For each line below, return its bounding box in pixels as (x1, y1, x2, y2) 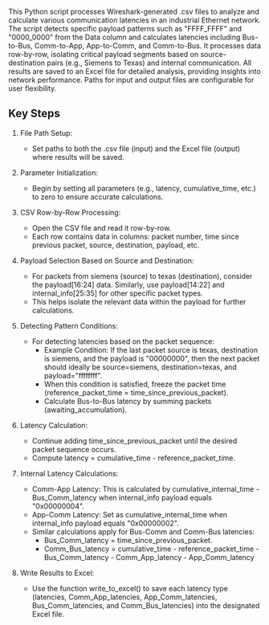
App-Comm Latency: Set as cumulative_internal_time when (31, 509, 227, 519)
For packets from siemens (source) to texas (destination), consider (31, 271, 253, 280)
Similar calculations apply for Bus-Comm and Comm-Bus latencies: (31, 526, 255, 537)
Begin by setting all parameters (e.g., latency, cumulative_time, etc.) (31, 183, 257, 193)
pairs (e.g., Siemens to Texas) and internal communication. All (47, 58, 251, 67)
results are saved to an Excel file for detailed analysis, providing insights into (8, 67, 261, 76)
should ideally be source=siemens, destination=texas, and (43, 362, 237, 372)
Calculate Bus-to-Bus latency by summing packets (43, 396, 212, 406)
